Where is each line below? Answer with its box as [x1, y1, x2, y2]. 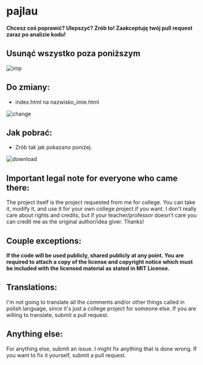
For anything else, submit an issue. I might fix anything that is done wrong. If [6, 345, 197, 352]
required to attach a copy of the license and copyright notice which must [6, 258, 193, 265]
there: [6, 182, 30, 193]
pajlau [6, 4, 38, 18]
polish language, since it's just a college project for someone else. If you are [6, 305, 197, 312]
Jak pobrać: [6, 128, 53, 138]
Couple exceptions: [6, 236, 82, 246]
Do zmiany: [6, 82, 50, 92]
